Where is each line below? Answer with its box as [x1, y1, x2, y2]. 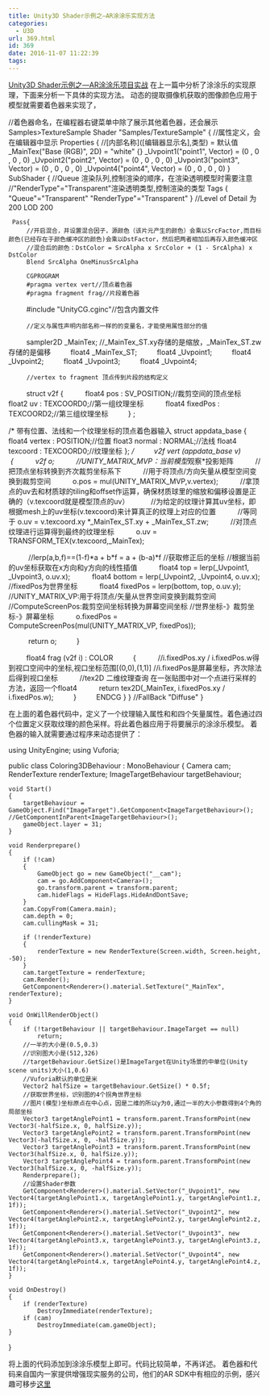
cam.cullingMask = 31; [23, 919, 99, 927]
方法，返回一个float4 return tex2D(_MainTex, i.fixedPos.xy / [8, 683, 226, 692]
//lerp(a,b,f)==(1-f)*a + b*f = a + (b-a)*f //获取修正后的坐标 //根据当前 [27, 552, 260, 562]
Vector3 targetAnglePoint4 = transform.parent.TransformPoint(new [23, 1157, 251, 1165]
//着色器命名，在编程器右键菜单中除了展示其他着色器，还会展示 [8, 117, 219, 127]
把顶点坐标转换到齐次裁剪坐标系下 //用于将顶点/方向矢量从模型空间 [8, 466, 250, 476]
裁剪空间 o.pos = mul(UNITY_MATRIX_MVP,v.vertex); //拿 [22, 476, 252, 486]
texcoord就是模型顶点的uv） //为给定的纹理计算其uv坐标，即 [35, 496, 256, 506]
